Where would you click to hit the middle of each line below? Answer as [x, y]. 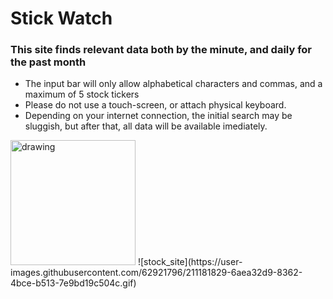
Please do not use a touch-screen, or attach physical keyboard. [155, 105]
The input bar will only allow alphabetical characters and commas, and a [173, 84]
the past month [48, 62]
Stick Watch [61, 18]
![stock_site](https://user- [190, 262]
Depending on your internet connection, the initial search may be [158, 116]
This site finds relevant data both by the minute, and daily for [161, 50]
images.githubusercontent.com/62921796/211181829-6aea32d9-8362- [156, 273]
